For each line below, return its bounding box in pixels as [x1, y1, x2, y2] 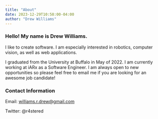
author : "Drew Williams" [5, 16, 57, 21]
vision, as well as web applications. [5, 49, 77, 55]
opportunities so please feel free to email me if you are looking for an [5, 69, 147, 75]
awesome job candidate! [5, 75, 56, 81]
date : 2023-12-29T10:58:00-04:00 [5, 12, 75, 17]
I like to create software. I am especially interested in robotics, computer [5, 44, 153, 50]
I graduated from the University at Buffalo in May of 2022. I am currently [5, 59, 153, 65]
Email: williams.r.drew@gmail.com [5, 98, 75, 104]
